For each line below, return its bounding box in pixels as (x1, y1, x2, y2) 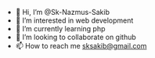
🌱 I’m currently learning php (15, 24, 106, 33)
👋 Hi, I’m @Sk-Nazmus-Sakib (15, 8, 110, 16)
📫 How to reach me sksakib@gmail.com (15, 42, 147, 50)
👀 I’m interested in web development (15, 16, 134, 25)
